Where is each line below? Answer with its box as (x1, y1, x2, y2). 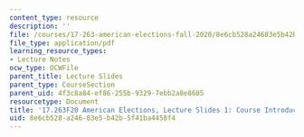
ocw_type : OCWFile (9, 64, 79, 73)
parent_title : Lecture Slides (9, 72, 124, 81)
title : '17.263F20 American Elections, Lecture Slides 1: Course (9, 105, 261, 114)
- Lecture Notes (9, 55, 71, 64)
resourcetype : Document (9, 96, 100, 106)
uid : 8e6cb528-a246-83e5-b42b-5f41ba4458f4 (9, 114, 176, 123)
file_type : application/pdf (9, 38, 116, 48)
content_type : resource (9, 13, 100, 23)
